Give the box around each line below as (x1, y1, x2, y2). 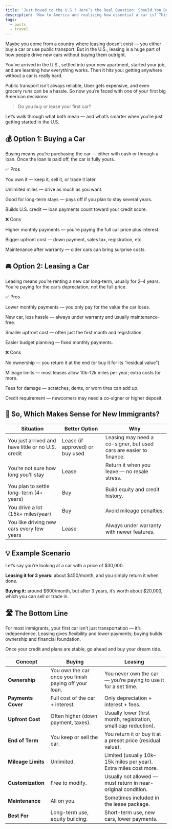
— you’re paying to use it (104, 677, 164, 684)
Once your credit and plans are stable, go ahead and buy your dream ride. (5, 646, 162, 652)
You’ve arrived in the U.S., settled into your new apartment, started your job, (5, 62, 166, 68)
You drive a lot (8, 503, 42, 511)
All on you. (50, 798, 76, 805)
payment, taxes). (50, 719, 91, 726)
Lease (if (62, 437, 83, 444)
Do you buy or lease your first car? (17, 103, 91, 110)
